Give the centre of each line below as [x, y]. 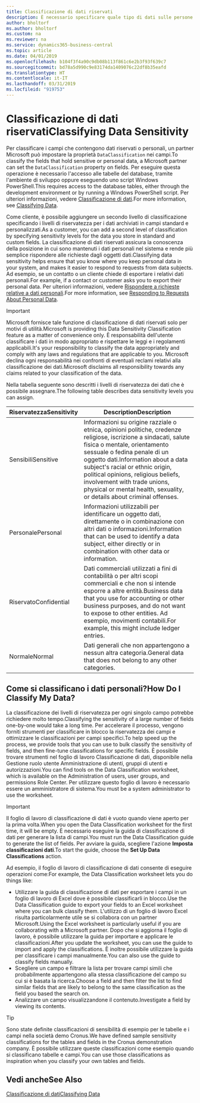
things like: [19, 880]
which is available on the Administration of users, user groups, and [88, 776]
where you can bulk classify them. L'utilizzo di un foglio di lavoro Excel [101, 911]
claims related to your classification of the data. [65, 373]
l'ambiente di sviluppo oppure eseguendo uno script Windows [82, 180]
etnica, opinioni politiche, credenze [132, 429]
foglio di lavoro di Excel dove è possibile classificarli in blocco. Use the [101, 898]
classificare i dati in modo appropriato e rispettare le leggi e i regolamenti [96, 341]
